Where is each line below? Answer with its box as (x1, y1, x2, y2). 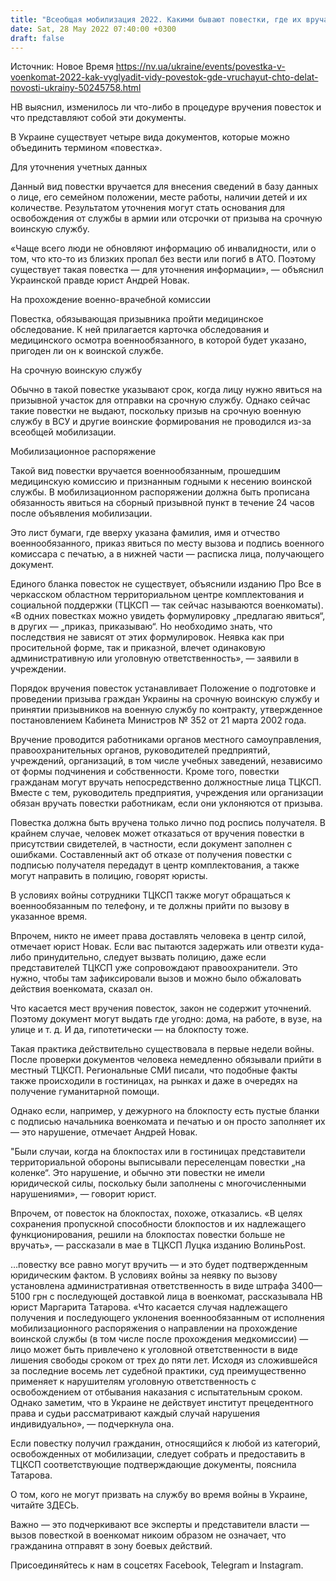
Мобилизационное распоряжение (10, 446, 157, 458)
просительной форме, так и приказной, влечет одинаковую (10, 642, 266, 654)
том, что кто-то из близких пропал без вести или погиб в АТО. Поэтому (10, 253, 317, 265)
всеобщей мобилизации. (10, 426, 117, 438)
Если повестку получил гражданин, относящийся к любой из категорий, (10, 1437, 321, 1450)
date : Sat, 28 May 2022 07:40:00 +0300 (10, 24, 177, 34)
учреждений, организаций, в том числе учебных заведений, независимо (10, 755, 323, 767)
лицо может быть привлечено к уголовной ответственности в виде (10, 1344, 298, 1356)
